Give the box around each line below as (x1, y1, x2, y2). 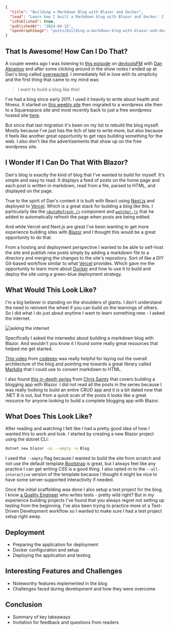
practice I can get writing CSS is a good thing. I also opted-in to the (5, 466, 146, 472)
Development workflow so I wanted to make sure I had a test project (20, 508, 162, 514)
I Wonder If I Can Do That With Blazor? (5, 158, 128, 167)
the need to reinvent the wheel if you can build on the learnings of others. (5, 304, 158, 311)
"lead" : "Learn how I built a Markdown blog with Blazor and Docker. (10, 14, 159, 19)
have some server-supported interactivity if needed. (5, 477, 114, 483)
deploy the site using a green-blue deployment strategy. (5, 271, 122, 277)
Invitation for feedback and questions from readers (12, 619, 119, 625)
